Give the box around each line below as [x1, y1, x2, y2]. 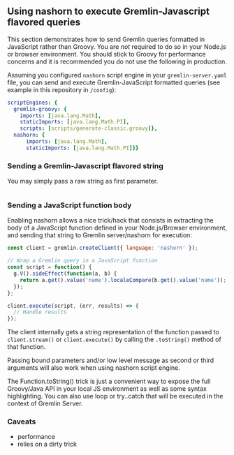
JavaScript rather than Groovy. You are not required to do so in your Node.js [7, 42, 226, 51]
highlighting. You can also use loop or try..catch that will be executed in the [7, 392, 224, 401]
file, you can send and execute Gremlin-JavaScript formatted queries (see [7, 78, 221, 87]
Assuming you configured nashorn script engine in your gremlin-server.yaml [7, 70, 227, 79]
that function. [7, 343, 46, 351]
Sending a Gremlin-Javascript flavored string [7, 161, 164, 170]
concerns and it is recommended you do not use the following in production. [7, 57, 227, 66]
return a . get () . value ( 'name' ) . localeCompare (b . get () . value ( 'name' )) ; [20, 276, 227, 283]
